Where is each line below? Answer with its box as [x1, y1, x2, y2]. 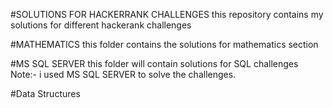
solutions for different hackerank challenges [10, 19, 192, 31]
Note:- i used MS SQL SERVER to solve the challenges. [10, 69, 237, 80]
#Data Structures [10, 88, 81, 99]
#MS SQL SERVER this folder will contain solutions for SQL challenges [10, 58, 299, 69]
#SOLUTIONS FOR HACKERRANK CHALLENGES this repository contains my [10, 9, 324, 20]
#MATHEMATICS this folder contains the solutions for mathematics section [10, 39, 319, 50]
